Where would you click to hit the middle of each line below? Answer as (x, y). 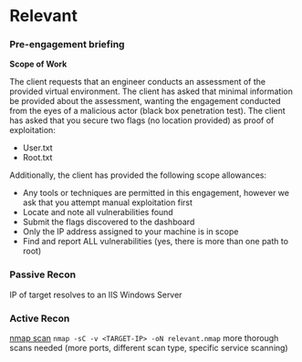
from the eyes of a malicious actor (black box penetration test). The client (147, 111)
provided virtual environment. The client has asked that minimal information (151, 91)
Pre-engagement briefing (67, 45)
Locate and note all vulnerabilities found (98, 212)
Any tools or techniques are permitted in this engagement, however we (156, 193)
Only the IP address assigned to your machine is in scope (130, 232)
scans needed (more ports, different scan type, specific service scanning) (149, 348)
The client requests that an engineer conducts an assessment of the (138, 82)
